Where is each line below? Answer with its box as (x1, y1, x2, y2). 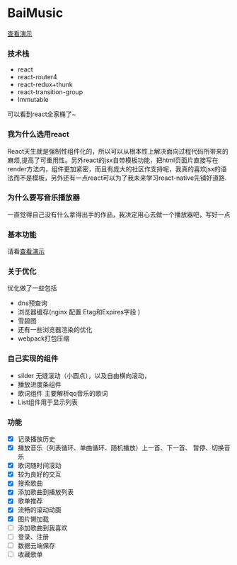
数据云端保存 (17, 541, 55, 549)
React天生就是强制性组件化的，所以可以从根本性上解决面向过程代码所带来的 (7, 147, 229, 155)
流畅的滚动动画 (17, 506, 62, 514)
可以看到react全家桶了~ (7, 110, 76, 118)
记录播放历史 (17, 435, 55, 443)
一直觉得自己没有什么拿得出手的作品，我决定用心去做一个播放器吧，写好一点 (7, 210, 231, 219)
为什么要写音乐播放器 (7, 193, 80, 202)
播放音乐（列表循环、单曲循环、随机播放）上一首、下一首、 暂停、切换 (17, 444, 224, 452)
